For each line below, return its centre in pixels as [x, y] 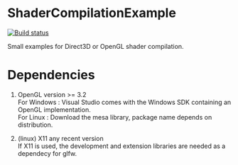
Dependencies [51, 75]
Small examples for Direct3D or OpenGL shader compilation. [96, 46]
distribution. [35, 125]
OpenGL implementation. [54, 109]
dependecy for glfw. [47, 153]
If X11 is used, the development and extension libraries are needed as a [121, 146]
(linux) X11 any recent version [61, 138]
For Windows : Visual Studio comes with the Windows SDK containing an [124, 102]
